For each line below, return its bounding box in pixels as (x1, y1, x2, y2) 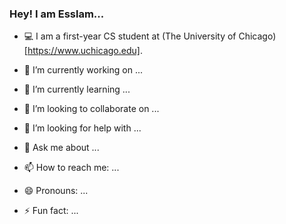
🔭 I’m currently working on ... (23, 64, 143, 76)
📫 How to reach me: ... (23, 162, 120, 174)
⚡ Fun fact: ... (23, 205, 79, 217)
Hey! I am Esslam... (9, 7, 105, 21)
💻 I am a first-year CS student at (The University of (23, 30, 237, 42)
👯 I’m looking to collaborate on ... (23, 103, 160, 115)
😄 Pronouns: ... (23, 185, 89, 197)
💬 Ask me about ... (23, 142, 100, 154)
